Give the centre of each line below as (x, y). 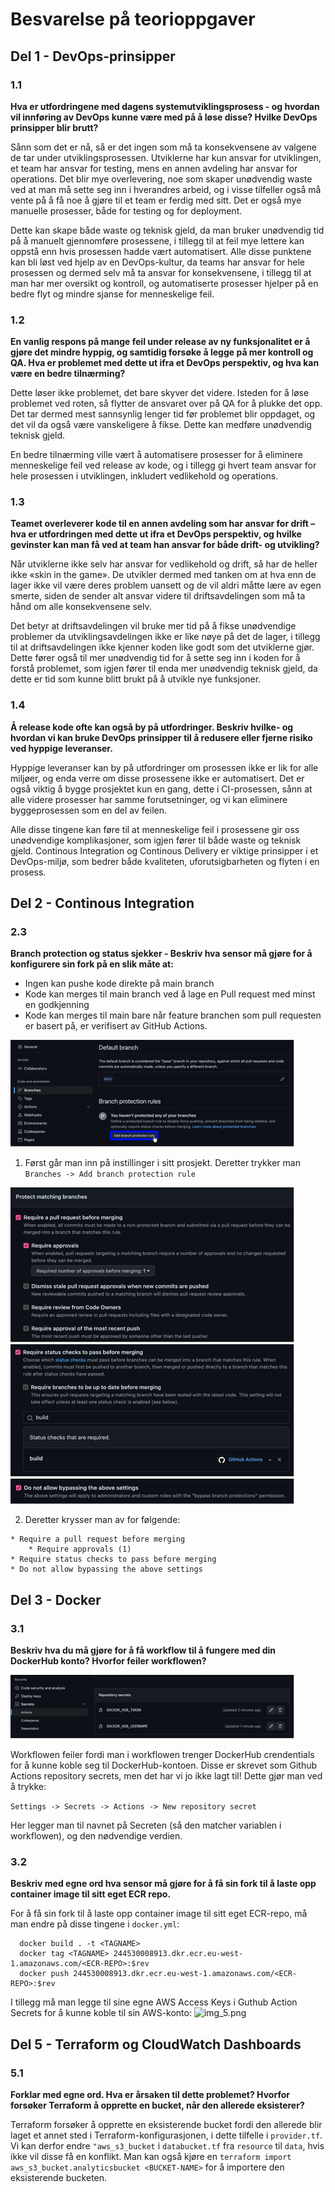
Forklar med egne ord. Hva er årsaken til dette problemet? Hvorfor (150, 2095)
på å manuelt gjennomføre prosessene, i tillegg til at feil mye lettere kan (157, 240)
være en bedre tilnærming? (68, 374)
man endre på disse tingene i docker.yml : (95, 1924)
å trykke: (28, 1787)
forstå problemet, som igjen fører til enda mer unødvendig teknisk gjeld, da (164, 669)
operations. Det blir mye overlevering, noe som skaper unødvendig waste (161, 179)
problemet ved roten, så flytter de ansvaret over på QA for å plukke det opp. (166, 404)
